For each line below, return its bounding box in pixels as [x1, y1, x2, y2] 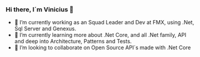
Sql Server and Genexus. [14, 25, 77, 32]
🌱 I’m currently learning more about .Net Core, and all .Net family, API [14, 31, 187, 39]
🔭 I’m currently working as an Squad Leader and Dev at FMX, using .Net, [14, 19, 195, 26]
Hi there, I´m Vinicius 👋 [5, 5, 73, 14]
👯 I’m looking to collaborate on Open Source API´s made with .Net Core [14, 44, 191, 51]
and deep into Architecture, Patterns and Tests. [14, 38, 132, 45]
